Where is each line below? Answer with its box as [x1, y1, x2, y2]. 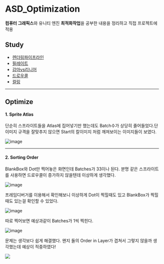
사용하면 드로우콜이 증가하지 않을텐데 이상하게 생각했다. [10, 172, 116, 178]
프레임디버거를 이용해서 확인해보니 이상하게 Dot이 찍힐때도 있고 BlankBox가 [5, 192, 150, 198]
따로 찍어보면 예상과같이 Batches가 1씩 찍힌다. [5, 218, 94, 223]
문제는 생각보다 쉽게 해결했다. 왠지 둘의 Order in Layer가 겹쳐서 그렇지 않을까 [5, 238, 152, 244]
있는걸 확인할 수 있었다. [14, 198, 59, 203]
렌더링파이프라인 [12, 54, 44, 60]
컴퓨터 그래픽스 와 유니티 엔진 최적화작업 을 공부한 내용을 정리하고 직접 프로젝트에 [5, 20, 158, 26]
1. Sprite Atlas [5, 111, 34, 117]
